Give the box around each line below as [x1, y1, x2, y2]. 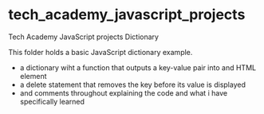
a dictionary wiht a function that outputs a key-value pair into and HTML [19, 62, 257, 73]
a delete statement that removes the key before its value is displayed [19, 80, 246, 89]
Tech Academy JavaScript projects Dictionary [8, 32, 160, 41]
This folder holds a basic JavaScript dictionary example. [8, 47, 193, 57]
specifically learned [19, 96, 85, 106]
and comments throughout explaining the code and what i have [19, 88, 228, 97]
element [19, 71, 47, 81]
